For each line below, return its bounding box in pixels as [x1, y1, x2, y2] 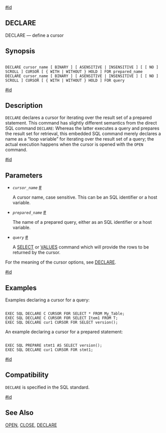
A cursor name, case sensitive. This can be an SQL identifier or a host [12, 194, 157, 201]
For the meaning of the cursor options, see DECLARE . [5, 259, 117, 265]
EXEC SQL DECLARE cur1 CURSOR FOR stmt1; [5, 347, 94, 352]
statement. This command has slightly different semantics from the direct [5, 120, 157, 126]
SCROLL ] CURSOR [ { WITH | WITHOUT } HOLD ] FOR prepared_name [5, 69, 143, 74]
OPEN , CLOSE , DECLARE [5, 422, 57, 428]
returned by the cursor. [12, 250, 61, 256]
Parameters [5, 171, 43, 179]
